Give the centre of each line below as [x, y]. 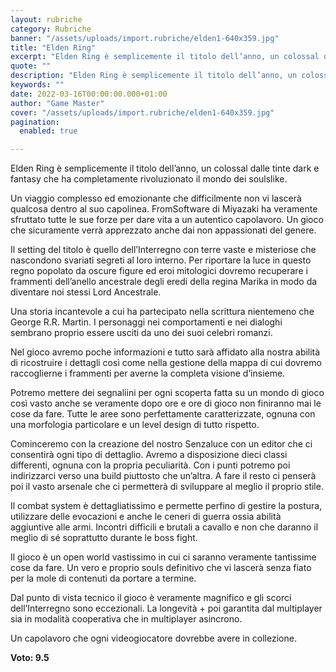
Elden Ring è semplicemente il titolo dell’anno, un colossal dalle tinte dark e [165, 168]
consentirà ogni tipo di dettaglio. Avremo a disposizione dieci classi [149, 455]
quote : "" [31, 66]
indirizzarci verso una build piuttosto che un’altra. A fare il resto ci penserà [163, 476]
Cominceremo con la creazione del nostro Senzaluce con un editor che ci [161, 444]
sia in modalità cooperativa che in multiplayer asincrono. [126, 619]
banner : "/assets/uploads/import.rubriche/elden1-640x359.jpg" [145, 38]
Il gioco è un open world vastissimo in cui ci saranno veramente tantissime [163, 557]
